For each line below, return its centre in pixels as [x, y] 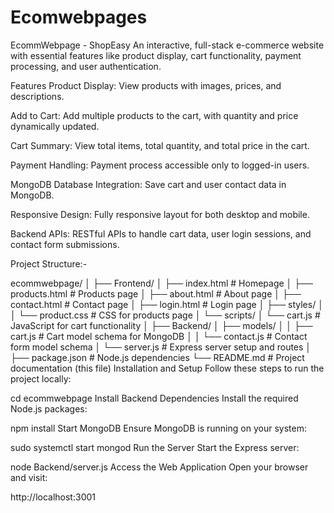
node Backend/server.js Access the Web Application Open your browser [159, 467]
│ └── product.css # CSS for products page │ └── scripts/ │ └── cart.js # [165, 315]
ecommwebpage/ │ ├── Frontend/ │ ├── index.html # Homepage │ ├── [162, 283]
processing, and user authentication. [86, 66]
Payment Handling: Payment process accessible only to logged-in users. [160, 165]
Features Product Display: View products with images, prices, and [146, 85]
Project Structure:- [49, 263]
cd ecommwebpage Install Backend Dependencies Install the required [154, 398]
